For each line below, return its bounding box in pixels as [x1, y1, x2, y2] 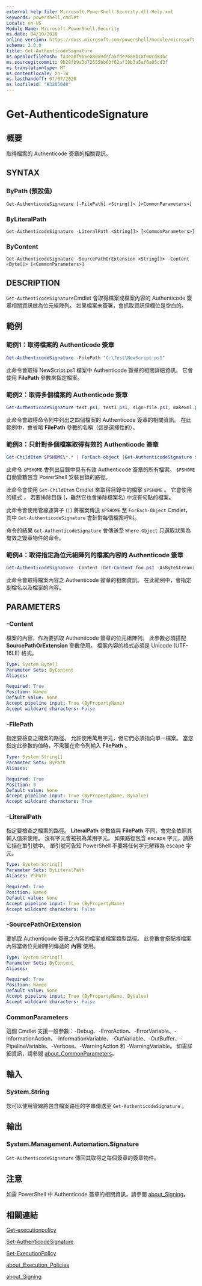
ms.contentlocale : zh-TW [6, 70, 69, 76]
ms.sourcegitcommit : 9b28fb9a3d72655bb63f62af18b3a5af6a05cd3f [6, 59, 168, 65]
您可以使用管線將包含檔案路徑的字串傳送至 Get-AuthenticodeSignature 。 [6, 1102, 188, 1109]
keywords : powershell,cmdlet [6, 14, 79, 20]
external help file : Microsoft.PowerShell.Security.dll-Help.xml [6, 8, 173, 15]
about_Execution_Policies [6, 1261, 70, 1269]
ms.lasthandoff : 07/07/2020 [6, 76, 77, 82]
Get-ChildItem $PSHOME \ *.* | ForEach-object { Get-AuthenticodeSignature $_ [6, 454, 200, 460]
